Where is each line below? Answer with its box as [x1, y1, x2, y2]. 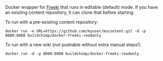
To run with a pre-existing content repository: [5, 19, 98, 25]
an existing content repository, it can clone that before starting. [5, 9, 135, 15]
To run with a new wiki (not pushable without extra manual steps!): [5, 42, 142, 48]
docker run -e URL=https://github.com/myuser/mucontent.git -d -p [5, 29, 146, 34]
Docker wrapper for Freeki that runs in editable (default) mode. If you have [5, 4, 158, 10]
